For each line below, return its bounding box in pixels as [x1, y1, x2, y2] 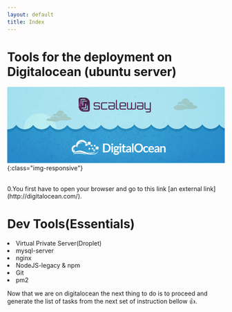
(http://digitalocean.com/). [7, 192, 82, 201]
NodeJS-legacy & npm [16, 261, 81, 270]
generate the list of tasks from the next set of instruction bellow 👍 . [7, 297, 197, 306]
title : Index [7, 18, 45, 26]
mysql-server [16, 246, 54, 255]
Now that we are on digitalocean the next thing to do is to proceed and [7, 289, 209, 297]
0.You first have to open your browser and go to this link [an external [7, 185, 202, 193]
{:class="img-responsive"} [7, 164, 84, 172]
